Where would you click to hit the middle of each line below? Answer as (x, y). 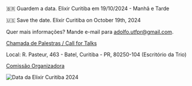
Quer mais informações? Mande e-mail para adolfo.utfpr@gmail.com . (90, 32)
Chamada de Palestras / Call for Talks (51, 43)
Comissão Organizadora (35, 66)
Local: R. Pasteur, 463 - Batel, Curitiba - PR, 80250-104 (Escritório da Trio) (96, 54)
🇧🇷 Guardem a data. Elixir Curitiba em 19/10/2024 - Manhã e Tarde (88, 8)
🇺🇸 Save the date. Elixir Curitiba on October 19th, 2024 (73, 20)
